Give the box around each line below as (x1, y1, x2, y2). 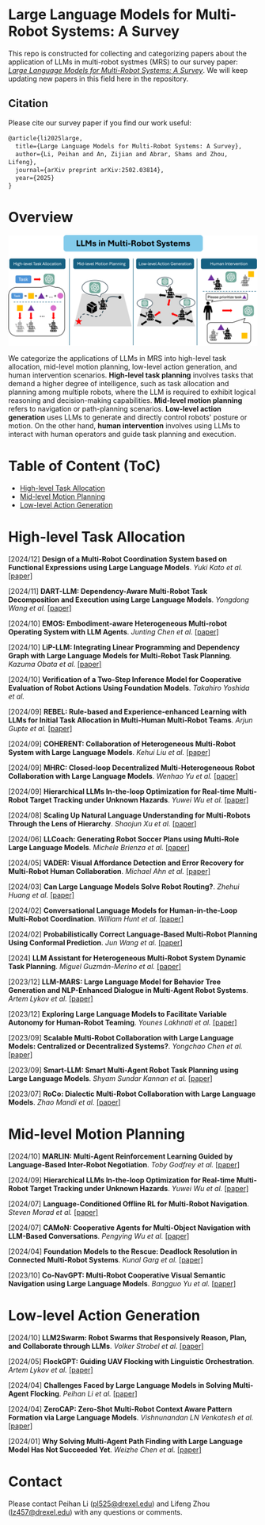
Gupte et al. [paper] (8, 724, 73, 734)
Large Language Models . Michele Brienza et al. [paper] (8, 843, 190, 853)
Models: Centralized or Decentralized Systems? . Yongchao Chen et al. (8, 1041, 243, 1052)
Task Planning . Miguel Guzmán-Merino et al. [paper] (8, 962, 182, 971)
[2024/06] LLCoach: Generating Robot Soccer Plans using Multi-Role (8, 834, 240, 844)
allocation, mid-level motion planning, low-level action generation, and (8, 362, 237, 372)
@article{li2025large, (8, 134, 83, 142)
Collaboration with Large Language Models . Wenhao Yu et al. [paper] (8, 772, 239, 781)
